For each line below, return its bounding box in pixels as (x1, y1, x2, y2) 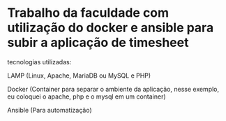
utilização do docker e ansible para (7, 20, 214, 36)
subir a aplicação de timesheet (7, 35, 189, 50)
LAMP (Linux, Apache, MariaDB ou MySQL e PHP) (7, 71, 151, 80)
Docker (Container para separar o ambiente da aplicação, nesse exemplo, (7, 85, 220, 93)
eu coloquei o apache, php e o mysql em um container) (7, 92, 166, 101)
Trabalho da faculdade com (7, 5, 169, 21)
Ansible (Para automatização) (7, 106, 92, 114)
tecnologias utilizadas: (7, 57, 72, 66)
